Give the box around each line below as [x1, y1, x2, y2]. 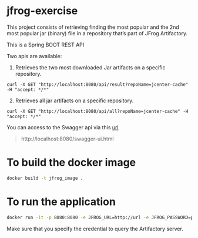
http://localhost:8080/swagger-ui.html [21, 135, 114, 142]
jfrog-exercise [6, 4, 78, 18]
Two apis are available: [6, 52, 62, 59]
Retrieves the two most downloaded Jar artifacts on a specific [15, 63, 166, 71]
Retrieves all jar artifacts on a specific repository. [15, 97, 134, 104]
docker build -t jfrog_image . [6, 175, 83, 181]
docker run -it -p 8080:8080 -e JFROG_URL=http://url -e [6, 214, 149, 220]
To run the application [6, 195, 116, 208]
